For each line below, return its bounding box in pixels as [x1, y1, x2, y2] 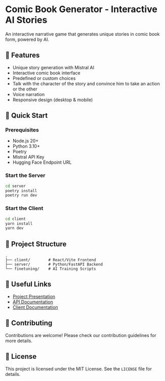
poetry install [5, 188, 37, 193]
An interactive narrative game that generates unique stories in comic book [5, 31, 160, 37]
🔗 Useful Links [5, 280, 52, 289]
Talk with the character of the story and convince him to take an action [12, 80, 160, 86]
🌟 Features [5, 51, 40, 60]
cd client [5, 216, 26, 221]
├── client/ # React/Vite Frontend [5, 258, 96, 263]
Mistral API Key [12, 154, 45, 160]
